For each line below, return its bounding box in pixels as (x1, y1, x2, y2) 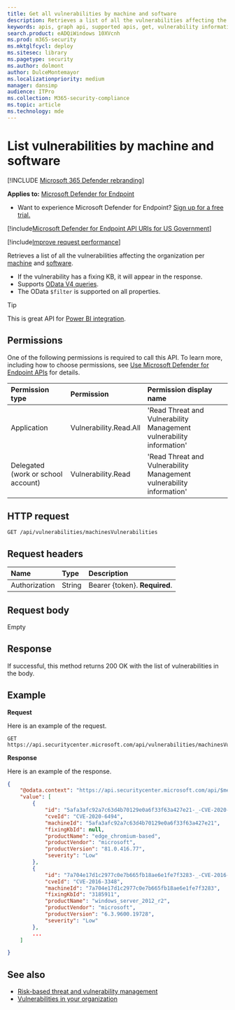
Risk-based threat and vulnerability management (17, 988, 158, 996)
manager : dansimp (7, 82, 58, 89)
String (62, 580, 82, 590)
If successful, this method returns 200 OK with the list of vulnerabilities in (7, 661, 219, 670)
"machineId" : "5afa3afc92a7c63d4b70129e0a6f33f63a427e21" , (44, 820, 220, 827)
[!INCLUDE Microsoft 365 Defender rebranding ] (7, 176, 145, 184)
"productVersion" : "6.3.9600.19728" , (44, 911, 155, 918)
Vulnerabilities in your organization (17, 995, 117, 1003)
